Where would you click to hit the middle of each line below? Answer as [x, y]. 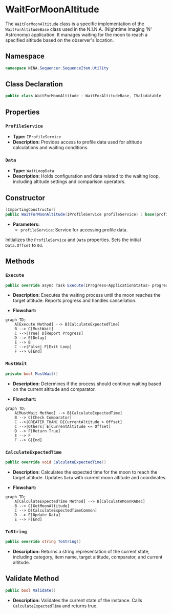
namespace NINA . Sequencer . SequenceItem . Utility [57, 68]
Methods [20, 261]
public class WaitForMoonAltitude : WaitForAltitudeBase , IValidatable [83, 96]
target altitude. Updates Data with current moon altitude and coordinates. [90, 477]
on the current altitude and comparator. [54, 389]
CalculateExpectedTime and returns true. [55, 606]
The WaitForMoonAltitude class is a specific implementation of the [75, 24]
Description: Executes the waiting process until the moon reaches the [87, 295]
